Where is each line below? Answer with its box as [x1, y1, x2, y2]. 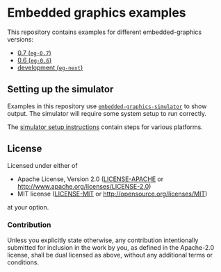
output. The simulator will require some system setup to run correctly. [7, 109, 207, 117]
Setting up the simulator [7, 83, 114, 95]
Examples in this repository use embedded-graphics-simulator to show [7, 102, 207, 110]
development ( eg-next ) [17, 63, 83, 71]
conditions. [7, 258, 40, 266]
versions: [7, 35, 33, 43]
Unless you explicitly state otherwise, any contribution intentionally [7, 236, 199, 244]
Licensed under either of [7, 161, 78, 169]
